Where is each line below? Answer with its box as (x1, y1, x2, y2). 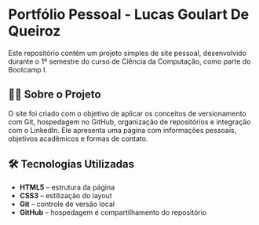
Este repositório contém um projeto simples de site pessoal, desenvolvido (8, 48, 247, 57)
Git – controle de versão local (19, 199, 115, 208)
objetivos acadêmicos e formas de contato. (8, 134, 148, 143)
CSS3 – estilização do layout (19, 190, 112, 200)
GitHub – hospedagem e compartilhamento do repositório (19, 207, 206, 217)
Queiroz (8, 22, 61, 40)
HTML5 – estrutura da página (19, 183, 115, 192)
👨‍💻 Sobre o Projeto (8, 88, 101, 101)
